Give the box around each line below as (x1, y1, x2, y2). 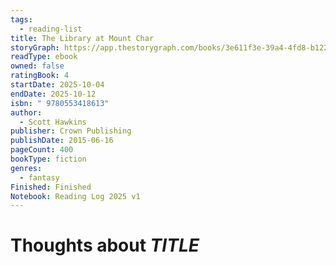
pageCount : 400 (10, 145, 74, 155)
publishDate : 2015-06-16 (10, 136, 114, 146)
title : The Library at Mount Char (10, 33, 155, 43)
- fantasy (19, 172, 60, 183)
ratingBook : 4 (10, 71, 70, 81)
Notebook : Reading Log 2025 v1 (10, 191, 141, 201)
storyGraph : (10, 42, 60, 53)
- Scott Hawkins (19, 117, 87, 127)
